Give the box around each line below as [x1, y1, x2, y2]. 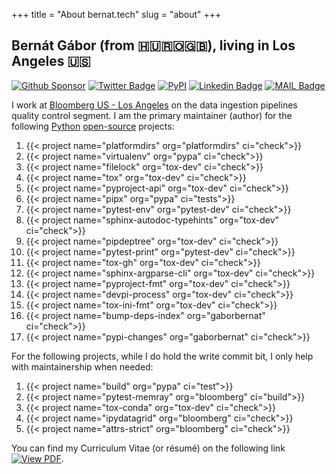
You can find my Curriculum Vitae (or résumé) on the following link [11, 442, 286, 454]
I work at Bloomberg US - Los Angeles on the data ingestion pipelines [11, 99, 298, 111]
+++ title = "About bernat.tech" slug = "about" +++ [11, 9, 222, 20]
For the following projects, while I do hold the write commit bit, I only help [11, 350, 314, 362]
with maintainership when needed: [11, 360, 154, 373]
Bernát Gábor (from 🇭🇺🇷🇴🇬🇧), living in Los [11, 37, 296, 54]
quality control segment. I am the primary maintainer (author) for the [11, 109, 293, 121]
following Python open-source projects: [11, 120, 175, 132]
